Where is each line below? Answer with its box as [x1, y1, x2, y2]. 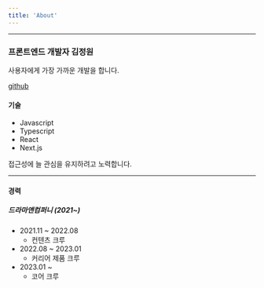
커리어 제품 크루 [31, 253, 80, 263]
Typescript [19, 126, 55, 136]
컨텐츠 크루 [31, 235, 65, 244]
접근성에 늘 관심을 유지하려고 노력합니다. [8, 159, 132, 169]
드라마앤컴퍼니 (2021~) [8, 206, 81, 215]
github [8, 81, 29, 90]
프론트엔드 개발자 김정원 [8, 46, 94, 57]
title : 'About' [8, 11, 58, 20]
